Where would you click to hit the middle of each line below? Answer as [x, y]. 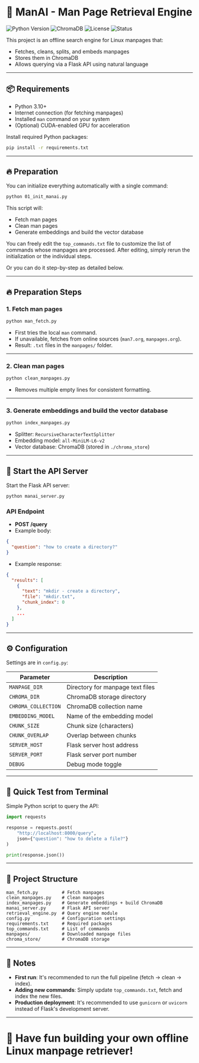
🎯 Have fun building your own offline [97, 1038]
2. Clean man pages [35, 366]
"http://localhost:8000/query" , [57, 833]
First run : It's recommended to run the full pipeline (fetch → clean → [98, 978]
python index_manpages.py [38, 423]
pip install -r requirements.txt [47, 148]
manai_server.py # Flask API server [58, 908]
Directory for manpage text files [111, 688]
